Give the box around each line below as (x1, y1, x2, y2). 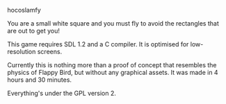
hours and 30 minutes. (7, 76, 72, 84)
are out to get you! (7, 27, 60, 35)
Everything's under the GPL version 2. (7, 89, 117, 97)
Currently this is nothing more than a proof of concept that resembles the (7, 61, 217, 69)
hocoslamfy (7, 6, 42, 14)
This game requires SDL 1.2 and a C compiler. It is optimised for (7, 40, 189, 48)
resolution (7, 48, 36, 55)
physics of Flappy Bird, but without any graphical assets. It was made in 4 (7, 69, 218, 76)
